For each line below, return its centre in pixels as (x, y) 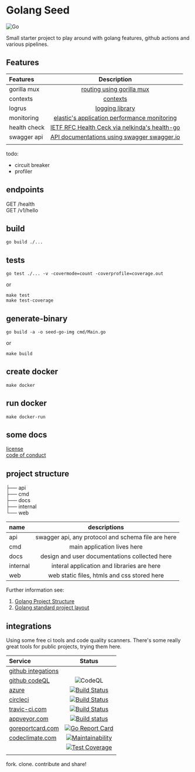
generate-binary (37, 318)
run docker (26, 403)
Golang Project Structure (45, 601)
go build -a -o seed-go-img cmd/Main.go (56, 332)
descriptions (106, 527)
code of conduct (26, 455)
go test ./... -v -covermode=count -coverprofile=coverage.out (85, 274)
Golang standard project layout (52, 608)
